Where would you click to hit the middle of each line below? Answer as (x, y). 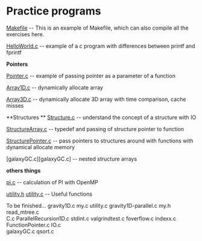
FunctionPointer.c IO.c (34, 225)
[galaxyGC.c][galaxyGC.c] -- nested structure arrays (72, 159)
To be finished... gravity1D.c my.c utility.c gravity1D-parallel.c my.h (89, 205)
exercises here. (25, 34)
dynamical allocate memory (41, 147)
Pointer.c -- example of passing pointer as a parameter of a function (91, 76)
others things (24, 170)
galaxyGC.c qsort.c (30, 231)
